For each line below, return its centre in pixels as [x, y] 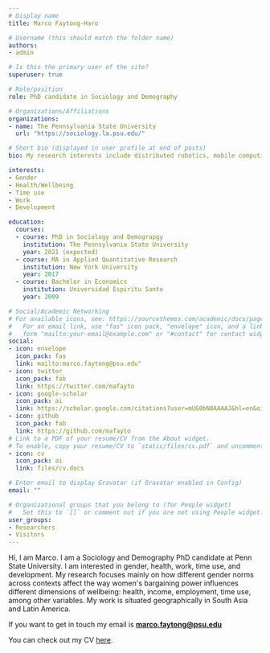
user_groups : [30, 520]
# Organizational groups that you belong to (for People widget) [120, 505]
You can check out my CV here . [61, 640]
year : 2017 [41, 274]
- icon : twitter [35, 371]
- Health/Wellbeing [41, 185]
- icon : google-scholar [48, 394]
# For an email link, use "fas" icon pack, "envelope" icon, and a [127, 326]
